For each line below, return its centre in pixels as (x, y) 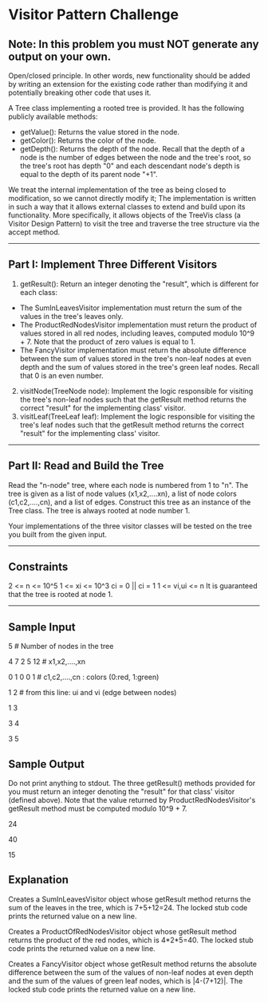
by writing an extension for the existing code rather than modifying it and (128, 84)
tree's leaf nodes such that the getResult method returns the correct (132, 425)
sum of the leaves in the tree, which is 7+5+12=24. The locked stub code (128, 907)
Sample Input (42, 627)
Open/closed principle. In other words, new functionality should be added (129, 76)
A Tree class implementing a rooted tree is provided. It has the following (126, 108)
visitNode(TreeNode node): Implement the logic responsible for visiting (136, 391)
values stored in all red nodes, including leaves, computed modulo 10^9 (137, 333)
